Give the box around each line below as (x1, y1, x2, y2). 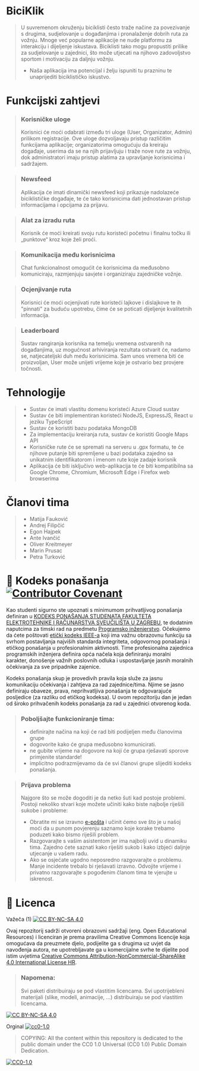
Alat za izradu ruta (20, 216, 75, 224)
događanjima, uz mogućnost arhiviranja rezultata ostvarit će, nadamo (20, 346, 191, 353)
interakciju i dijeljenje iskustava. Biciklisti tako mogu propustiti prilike (20, 43, 188, 50)
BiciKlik (6, 4, 45, 18)
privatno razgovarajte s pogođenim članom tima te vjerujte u (29, 869, 177, 876)
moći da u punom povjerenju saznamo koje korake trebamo (29, 824, 175, 832)
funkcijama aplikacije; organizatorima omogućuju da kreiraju (20, 141, 168, 149)
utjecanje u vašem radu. (29, 850, 89, 857)
